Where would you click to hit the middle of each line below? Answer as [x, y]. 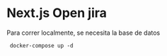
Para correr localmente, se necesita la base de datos [83, 33]
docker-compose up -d [41, 45]
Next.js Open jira [57, 13]
